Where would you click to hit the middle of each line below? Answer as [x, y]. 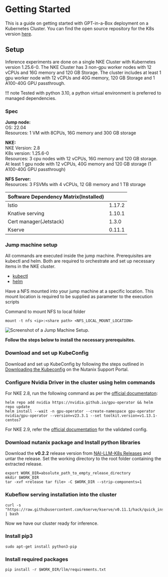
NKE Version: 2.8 [23, 148]
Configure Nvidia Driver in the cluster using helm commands [80, 382]
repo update [17, 407]
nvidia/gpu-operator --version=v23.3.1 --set [53, 416]
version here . [19, 34]
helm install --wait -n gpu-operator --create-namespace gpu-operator [80, 411]
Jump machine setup [31, 245]
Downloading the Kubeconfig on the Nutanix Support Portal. [67, 369]
